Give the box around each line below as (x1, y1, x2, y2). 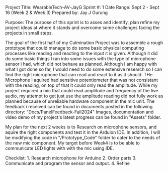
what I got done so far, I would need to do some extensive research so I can (5, 66, 162, 72)
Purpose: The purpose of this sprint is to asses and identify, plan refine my (5, 20, 160, 25)
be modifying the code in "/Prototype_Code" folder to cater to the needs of (5, 135, 160, 140)
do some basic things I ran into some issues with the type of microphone (5, 56, 156, 62)
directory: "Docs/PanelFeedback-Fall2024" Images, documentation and (5, 109, 154, 115)
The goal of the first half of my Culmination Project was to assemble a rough (5, 40, 163, 46)
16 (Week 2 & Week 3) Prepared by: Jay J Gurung (5, 10, 108, 16)
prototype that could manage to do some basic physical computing (5, 45, 144, 51)
